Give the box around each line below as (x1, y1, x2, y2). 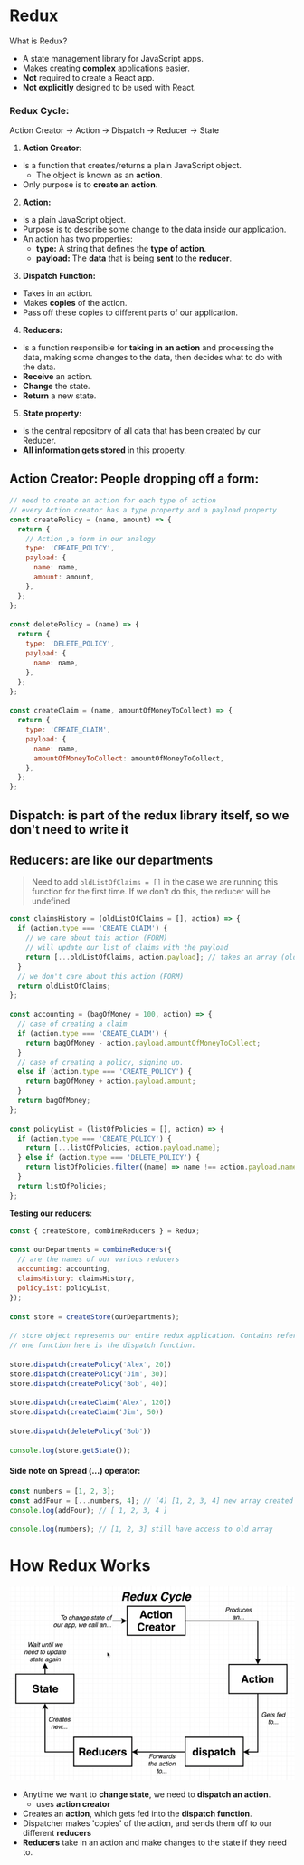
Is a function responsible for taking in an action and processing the (22, 342, 274, 353)
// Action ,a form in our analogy (25, 534, 156, 543)
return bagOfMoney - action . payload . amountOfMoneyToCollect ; (25, 1038, 261, 1047)
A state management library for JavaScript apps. (22, 53, 204, 63)
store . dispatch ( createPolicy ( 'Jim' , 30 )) (9, 1369, 168, 1379)
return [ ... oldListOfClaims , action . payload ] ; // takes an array (25, 952, 278, 961)
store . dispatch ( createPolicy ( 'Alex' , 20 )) (9, 1360, 172, 1369)
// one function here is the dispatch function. (9, 1341, 196, 1350)
